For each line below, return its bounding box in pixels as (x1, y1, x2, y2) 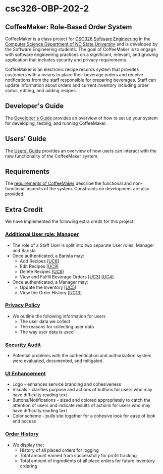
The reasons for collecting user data (19, 323, 94, 329)
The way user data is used (19, 329, 74, 335)
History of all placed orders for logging (19, 447, 99, 453)
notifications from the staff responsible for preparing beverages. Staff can (5, 77, 156, 83)
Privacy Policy (5, 302, 41, 309)
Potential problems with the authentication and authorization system (12, 353, 152, 359)
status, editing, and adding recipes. (5, 88, 77, 93)
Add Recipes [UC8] (19, 258, 59, 264)
